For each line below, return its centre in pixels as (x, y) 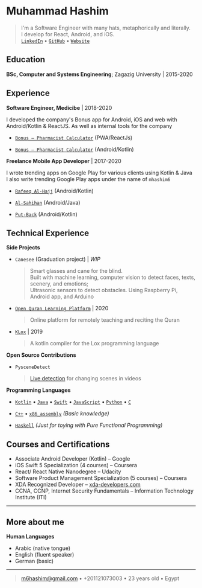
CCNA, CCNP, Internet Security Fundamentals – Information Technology (104, 491)
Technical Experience (47, 233)
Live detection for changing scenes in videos (85, 379)
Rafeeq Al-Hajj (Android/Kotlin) (54, 191)
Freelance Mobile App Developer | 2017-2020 (64, 161)
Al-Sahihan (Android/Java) (47, 202)
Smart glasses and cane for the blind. (76, 271)
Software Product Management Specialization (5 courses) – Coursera (101, 478)
